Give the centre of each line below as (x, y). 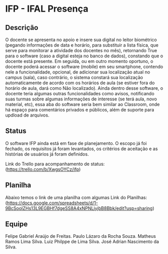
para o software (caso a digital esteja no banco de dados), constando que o (84, 56)
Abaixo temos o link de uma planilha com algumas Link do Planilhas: (76, 197)
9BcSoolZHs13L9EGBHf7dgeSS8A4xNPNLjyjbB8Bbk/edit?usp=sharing (79, 208)
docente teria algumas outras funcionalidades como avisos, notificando (80, 94)
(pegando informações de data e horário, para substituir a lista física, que (82, 45)
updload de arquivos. (27, 115)
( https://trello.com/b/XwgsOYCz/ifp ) (43, 169)
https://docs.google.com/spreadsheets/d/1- (52, 203)
